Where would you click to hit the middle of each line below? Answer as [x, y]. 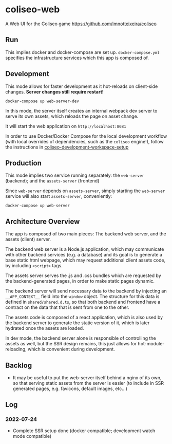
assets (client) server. [28, 239]
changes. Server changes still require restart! [55, 91]
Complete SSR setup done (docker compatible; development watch [84, 431]
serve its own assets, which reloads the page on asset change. [72, 116]
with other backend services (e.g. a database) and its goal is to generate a [84, 255]
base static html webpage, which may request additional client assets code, [85, 260]
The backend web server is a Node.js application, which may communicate [85, 249]
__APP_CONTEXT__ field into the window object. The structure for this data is [82, 297]
